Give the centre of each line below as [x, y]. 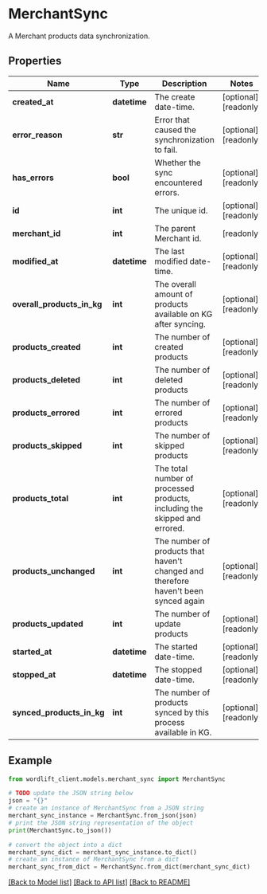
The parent [175, 228]
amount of [174, 294]
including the [179, 508]
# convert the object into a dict [66, 845]
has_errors [33, 178]
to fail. [166, 150]
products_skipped [47, 445]
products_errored [46, 413]
